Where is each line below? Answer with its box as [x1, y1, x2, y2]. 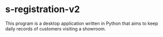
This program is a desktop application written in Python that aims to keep [5, 20, 158, 26]
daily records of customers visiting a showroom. [5, 25, 106, 31]
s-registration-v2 [5, 4, 80, 15]
